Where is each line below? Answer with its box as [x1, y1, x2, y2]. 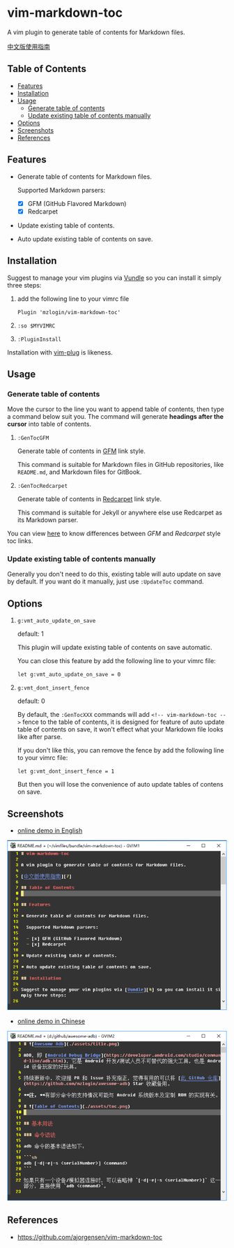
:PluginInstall [17, 336, 62, 343]
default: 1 [17, 630, 44, 638]
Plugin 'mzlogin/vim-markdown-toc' [17, 309, 121, 315]
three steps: [7, 281, 42, 289]
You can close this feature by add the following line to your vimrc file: [17, 657, 216, 665]
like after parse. [17, 733, 63, 741]
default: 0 [17, 697, 45, 706]
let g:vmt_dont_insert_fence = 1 [17, 768, 115, 775]
